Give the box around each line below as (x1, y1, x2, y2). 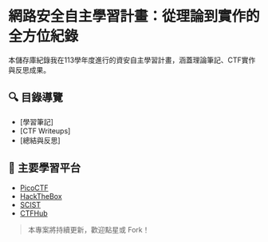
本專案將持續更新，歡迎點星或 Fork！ (27, 224, 150, 234)
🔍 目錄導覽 (8, 91, 64, 105)
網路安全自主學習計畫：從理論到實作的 (8, 7, 261, 26)
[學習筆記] (19, 117, 54, 126)
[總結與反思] (19, 135, 61, 145)
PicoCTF (19, 183, 49, 192)
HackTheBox (19, 191, 62, 200)
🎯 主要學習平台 (8, 161, 81, 175)
